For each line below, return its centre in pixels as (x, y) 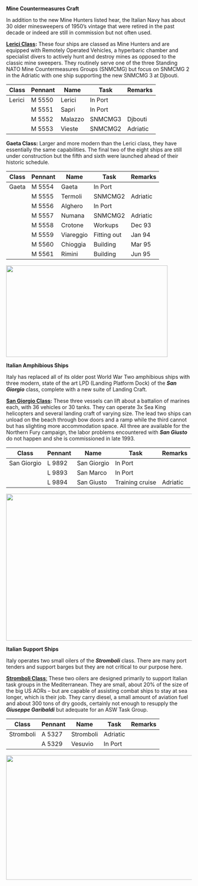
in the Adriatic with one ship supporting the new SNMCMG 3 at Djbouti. (93, 75)
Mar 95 (141, 244)
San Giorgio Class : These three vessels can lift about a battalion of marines (98, 401)
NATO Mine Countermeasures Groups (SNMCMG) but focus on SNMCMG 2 (98, 69)
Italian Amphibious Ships (37, 365)
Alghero (72, 206)
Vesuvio (82, 744)
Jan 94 (141, 235)
